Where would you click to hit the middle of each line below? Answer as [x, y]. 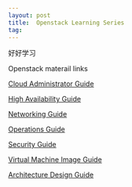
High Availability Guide [44, 99]
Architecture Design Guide [51, 175]
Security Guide [32, 145]
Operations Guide [37, 129]
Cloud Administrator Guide [51, 84]
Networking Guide [38, 114]
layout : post [29, 15]
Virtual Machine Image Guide [55, 160]
